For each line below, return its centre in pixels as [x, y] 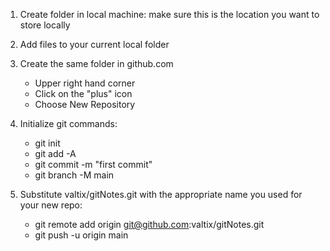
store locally [45, 25]
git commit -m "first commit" [93, 164]
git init [47, 143]
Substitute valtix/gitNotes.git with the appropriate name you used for [161, 194]
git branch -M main [74, 175]
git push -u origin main [81, 235]
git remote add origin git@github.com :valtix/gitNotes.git [149, 224]
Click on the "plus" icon [83, 93]
